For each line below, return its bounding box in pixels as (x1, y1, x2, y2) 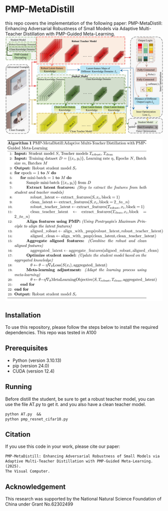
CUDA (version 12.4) (12, 368, 55, 374)
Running (5, 382, 32, 391)
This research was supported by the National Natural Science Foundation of (5, 496, 161, 502)
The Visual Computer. (5, 469, 50, 474)
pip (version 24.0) (12, 362, 49, 368)
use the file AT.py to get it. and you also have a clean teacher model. (5, 401, 146, 407)
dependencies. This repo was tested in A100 (5, 329, 96, 335)
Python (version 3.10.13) (12, 357, 61, 363)
